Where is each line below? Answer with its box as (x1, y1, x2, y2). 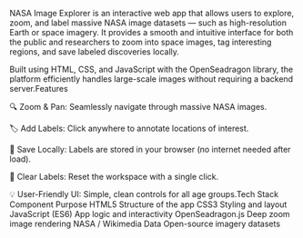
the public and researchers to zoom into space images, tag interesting (9, 36, 272, 47)
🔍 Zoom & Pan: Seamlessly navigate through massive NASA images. (9, 102, 268, 112)
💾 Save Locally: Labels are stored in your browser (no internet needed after (9, 144, 291, 154)
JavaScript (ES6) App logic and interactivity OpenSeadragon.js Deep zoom (9, 209, 290, 219)
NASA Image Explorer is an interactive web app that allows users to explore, (9, 8, 294, 18)
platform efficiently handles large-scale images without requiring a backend (9, 74, 294, 84)
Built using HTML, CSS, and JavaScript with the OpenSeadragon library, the (9, 64, 294, 74)
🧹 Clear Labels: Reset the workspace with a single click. (9, 172, 219, 182)
